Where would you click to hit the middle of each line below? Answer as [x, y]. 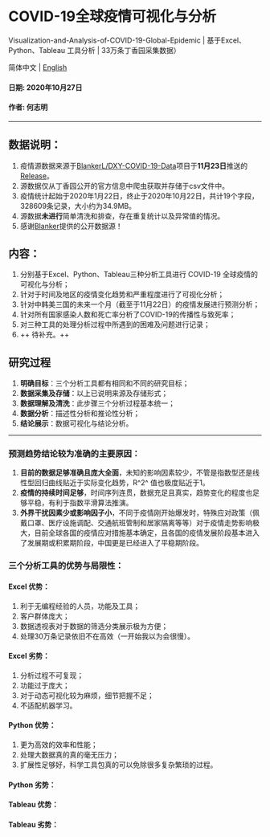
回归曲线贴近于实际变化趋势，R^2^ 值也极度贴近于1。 [122, 483]
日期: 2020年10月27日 [45, 87]
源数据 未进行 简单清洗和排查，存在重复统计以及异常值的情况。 [122, 216]
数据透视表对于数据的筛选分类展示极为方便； [94, 626]
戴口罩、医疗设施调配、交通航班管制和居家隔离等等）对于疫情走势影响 [136, 523]
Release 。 [37, 176]
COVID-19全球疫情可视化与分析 [112, 16]
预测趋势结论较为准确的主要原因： [74, 454]
